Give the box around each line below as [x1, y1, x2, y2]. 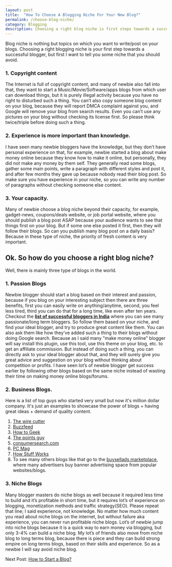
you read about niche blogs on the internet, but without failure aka [5, 513, 145, 519]
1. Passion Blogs [5, 280, 47, 287]
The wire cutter [12, 418, 45, 425]
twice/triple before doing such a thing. [5, 119, 86, 125]
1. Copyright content [5, 70, 57, 77]
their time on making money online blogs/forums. [5, 373, 109, 379]
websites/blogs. [12, 467, 47, 473]
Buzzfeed [12, 424, 33, 430]
